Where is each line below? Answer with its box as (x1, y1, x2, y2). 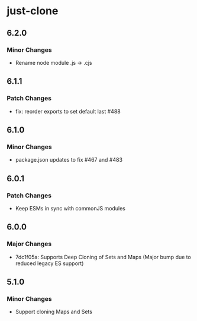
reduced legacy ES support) (15, 260, 84, 267)
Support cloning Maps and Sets (15, 308, 92, 316)
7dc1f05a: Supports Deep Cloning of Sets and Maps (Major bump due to (15, 253, 191, 260)
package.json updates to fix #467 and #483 (15, 156, 123, 163)
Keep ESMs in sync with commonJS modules (15, 204, 126, 212)
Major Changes (7, 240, 52, 248)
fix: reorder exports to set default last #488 (15, 108, 121, 115)
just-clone (7, 4, 59, 18)
